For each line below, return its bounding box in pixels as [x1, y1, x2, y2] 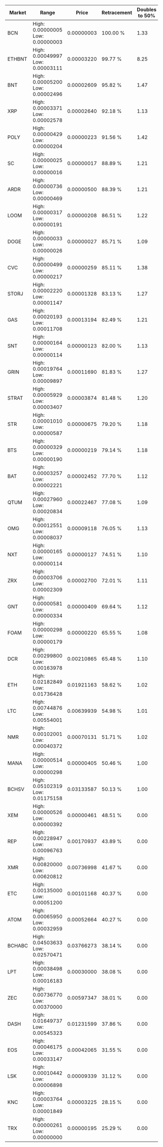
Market [9, 9, 27, 16]
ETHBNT [7, 56, 28, 62]
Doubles [136, 6, 157, 13]
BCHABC [7, 942, 28, 949]
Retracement [101, 9, 132, 16]
